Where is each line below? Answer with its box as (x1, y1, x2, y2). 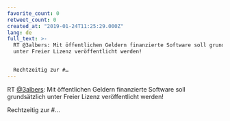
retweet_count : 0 (7, 16, 57, 23)
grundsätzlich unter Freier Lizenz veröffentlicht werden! (7, 92, 164, 100)
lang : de (7, 29, 32, 36)
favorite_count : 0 (7, 10, 60, 17)
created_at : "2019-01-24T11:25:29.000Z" (7, 23, 125, 29)
